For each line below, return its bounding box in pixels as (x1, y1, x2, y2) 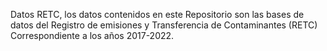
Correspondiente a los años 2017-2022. (10, 30, 175, 41)
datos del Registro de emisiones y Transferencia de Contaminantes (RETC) (10, 19, 318, 31)
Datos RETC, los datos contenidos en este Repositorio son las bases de (10, 9, 305, 20)
